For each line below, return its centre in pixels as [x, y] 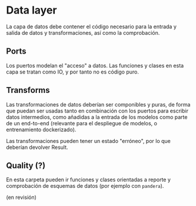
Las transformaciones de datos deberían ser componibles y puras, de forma [98, 104]
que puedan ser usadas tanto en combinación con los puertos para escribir [97, 111]
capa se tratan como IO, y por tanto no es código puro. [73, 72]
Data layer [31, 10]
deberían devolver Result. [37, 147]
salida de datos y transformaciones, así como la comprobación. [83, 32]
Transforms [28, 90]
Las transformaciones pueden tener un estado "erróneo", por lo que [88, 141]
